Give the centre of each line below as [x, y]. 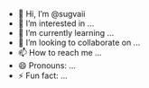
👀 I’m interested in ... [56, 23]
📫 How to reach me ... [60, 53]
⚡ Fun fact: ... [42, 75]
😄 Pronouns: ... [47, 66]
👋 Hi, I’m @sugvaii [51, 14]
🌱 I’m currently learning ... [66, 33]
